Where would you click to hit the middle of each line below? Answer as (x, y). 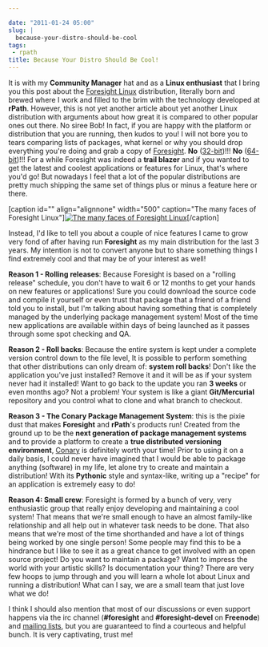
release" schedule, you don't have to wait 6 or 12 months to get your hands (132, 283)
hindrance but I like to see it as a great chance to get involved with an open (132, 551)
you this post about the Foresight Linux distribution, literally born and (122, 91)
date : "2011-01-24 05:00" (51, 22)
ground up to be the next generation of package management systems (128, 433)
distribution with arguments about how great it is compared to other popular (133, 117)
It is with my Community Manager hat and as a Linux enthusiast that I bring (134, 83)
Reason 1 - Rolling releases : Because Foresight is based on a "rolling (122, 274)
